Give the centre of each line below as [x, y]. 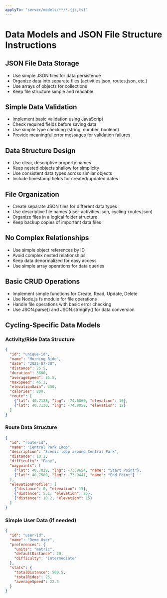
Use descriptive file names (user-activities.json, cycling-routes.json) [83, 212]
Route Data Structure [31, 427]
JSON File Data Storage [42, 64]
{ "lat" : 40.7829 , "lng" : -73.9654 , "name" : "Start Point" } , [78, 470]
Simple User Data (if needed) [41, 520]
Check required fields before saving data [54, 124]
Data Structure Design [40, 150]
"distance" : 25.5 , [29, 368]
